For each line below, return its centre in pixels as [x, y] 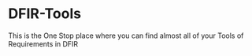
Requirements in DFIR [43, 43]
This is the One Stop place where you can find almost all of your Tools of [126, 35]
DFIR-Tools [44, 14]
